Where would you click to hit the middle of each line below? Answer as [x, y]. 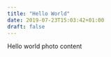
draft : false [26, 26]
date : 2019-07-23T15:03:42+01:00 [56, 20]
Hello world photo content [45, 47]
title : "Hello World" [39, 14]
